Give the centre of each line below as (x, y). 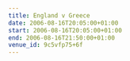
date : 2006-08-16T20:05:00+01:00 (63, 23)
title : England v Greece (49, 15)
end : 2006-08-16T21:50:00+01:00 (61, 38)
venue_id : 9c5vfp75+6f (46, 45)
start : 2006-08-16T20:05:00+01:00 (65, 30)
